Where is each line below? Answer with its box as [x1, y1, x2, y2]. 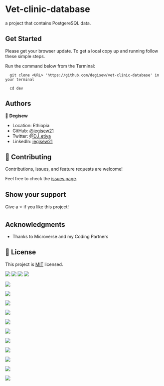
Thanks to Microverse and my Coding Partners [12, 234, 109, 239]
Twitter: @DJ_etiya [12, 133, 51, 139]
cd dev [9, 86, 23, 91]
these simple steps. [5, 53, 45, 59]
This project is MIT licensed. [5, 261, 63, 267]
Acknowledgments [5, 220, 66, 229]
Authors [5, 99, 31, 108]
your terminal [5, 77, 35, 82]
